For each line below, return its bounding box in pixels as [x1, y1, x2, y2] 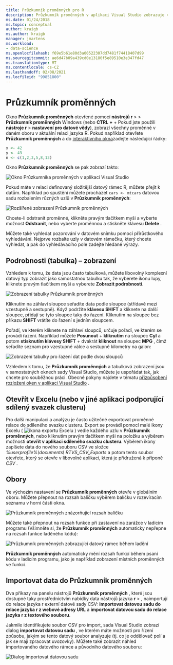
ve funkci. [6, 561, 27, 567]
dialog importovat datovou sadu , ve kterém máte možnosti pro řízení [6, 627, 153, 633]
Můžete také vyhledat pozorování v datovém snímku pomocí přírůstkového [6, 230, 164, 237]
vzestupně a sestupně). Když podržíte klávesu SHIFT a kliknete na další [6, 307, 158, 313]
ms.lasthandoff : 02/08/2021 [6, 70, 66, 75]
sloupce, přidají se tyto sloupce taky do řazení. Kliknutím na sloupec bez [6, 312, 159, 318]
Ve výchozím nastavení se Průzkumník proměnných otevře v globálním [6, 489, 158, 495]
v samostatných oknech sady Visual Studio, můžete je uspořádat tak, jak [6, 369, 159, 375]
